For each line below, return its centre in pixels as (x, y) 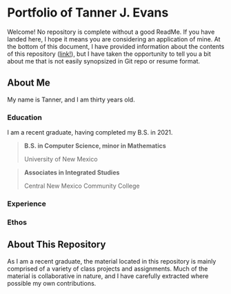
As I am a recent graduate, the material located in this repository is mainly (112, 261)
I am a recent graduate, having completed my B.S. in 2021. (90, 133)
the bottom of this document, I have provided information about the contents (116, 46)
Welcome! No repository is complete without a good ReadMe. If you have (111, 32)
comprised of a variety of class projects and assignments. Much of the (108, 268)
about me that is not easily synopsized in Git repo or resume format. (104, 61)
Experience (27, 204)
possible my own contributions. (52, 283)
